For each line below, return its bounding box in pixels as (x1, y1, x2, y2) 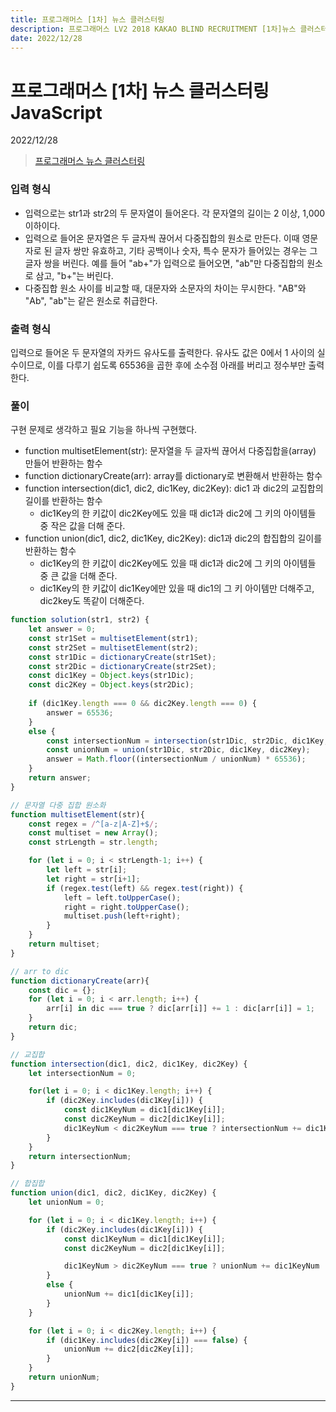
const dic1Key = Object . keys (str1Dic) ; (28, 671, 195, 681)
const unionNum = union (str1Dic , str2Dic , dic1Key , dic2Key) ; (46, 745, 311, 755)
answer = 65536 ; (46, 707, 114, 718)
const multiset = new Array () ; (28, 828, 159, 838)
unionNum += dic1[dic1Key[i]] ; (63, 1289, 195, 1300)
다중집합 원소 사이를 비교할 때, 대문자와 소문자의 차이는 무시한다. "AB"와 (24, 282, 307, 294)
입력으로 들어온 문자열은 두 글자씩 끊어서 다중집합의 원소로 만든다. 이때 (24, 232, 300, 244)
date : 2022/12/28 (10, 33, 83, 43)
